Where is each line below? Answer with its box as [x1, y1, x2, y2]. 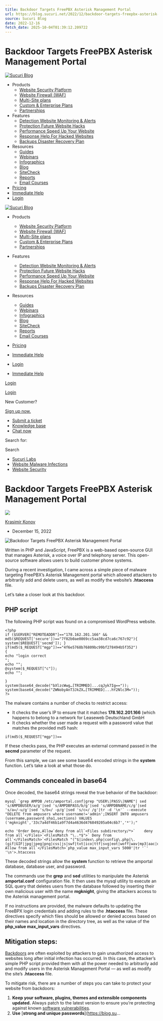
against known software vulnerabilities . [12, 1005, 91, 1011]
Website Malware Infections [12, 461, 68, 467]
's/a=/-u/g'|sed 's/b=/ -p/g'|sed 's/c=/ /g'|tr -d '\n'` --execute [5, 807, 147, 812]
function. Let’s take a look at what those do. [5, 762, 92, 768]
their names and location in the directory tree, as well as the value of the [5, 918, 149, 924]
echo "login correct [5, 653, 47, 658]
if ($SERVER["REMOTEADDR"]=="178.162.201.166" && [5, 632, 108, 637]
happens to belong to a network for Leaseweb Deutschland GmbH [12, 714, 145, 720]
